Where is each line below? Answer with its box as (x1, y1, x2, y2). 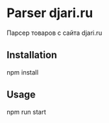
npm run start (6, 107, 47, 116)
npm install (6, 68, 39, 76)
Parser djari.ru (6, 5, 93, 21)
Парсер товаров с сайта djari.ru (6, 28, 103, 37)
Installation (6, 49, 57, 61)
